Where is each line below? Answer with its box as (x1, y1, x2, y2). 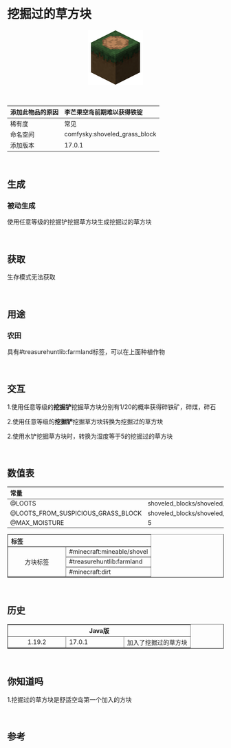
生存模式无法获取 (7, 273, 56, 281)
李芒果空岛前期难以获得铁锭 (64, 108, 143, 116)
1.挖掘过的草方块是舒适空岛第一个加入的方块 (7, 695, 132, 703)
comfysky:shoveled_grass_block (64, 130, 157, 138)
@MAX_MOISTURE (10, 518, 65, 527)
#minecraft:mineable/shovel (69, 548, 148, 555)
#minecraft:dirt (69, 568, 111, 576)
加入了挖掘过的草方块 (126, 638, 188, 646)
